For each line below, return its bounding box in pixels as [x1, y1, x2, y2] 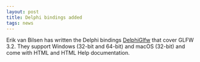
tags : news [6, 20, 34, 26]
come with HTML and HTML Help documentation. [6, 49, 130, 57]
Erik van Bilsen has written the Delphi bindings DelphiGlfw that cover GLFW [6, 37, 194, 44]
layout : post [6, 8, 39, 15]
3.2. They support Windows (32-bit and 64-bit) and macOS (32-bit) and [6, 43, 185, 50]
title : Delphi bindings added [6, 14, 83, 20]
